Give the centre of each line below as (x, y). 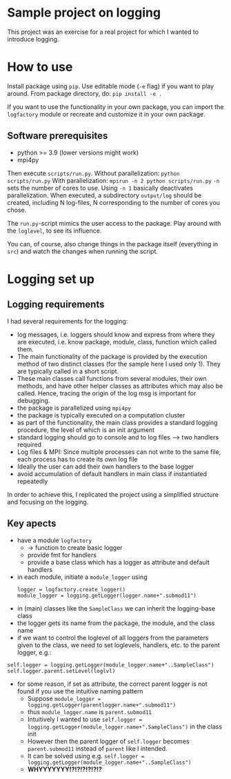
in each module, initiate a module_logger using (82, 577)
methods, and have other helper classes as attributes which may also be (120, 386)
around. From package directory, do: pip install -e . (84, 93)
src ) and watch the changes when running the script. (83, 251)
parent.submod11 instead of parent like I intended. (97, 748)
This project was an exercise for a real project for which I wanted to (103, 32)
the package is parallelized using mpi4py (74, 408)
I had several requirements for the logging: (68, 321)
